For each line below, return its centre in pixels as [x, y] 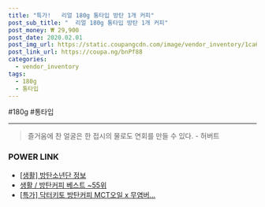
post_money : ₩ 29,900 [44, 30]
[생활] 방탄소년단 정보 [53, 175]
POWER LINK [34, 157]
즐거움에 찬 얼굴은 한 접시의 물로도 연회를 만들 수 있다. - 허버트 [123, 136]
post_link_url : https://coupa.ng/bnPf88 [76, 52]
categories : [28, 60]
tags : [17, 74]
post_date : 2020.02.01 [45, 37]
